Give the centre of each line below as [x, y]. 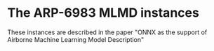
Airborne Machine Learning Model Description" [76, 39]
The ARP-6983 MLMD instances [103, 13]
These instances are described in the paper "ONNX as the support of [107, 32]
